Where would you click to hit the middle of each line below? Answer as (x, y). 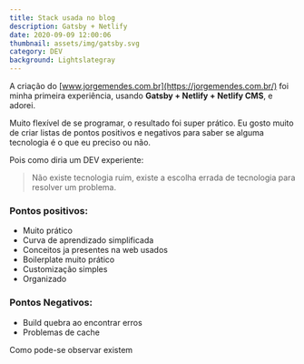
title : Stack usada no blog (63, 18)
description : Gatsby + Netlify (69, 26)
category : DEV (36, 52)
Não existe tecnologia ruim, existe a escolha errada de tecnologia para (163, 177)
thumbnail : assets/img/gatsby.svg (75, 43)
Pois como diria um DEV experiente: (77, 160)
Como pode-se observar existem (71, 349)
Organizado (44, 279)
